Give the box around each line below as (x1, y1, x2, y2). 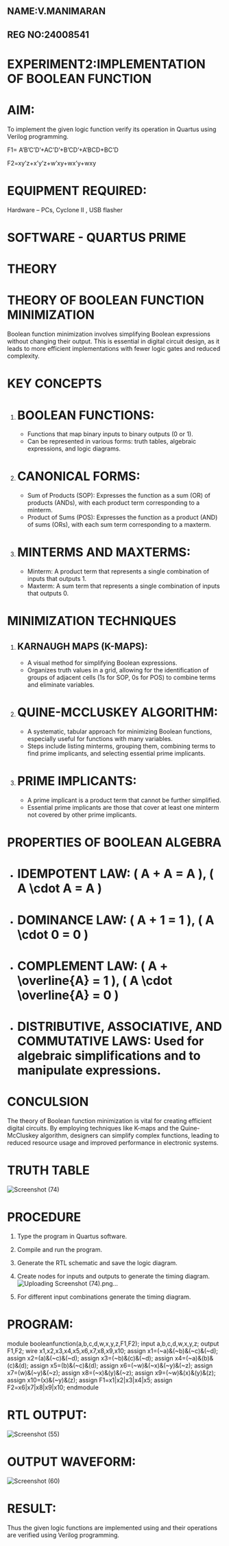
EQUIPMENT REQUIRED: (7, 183, 147, 198)
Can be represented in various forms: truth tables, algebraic (27, 437, 197, 446)
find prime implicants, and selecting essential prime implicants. (27, 749, 206, 758)
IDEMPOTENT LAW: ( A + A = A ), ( (16, 866, 214, 882)
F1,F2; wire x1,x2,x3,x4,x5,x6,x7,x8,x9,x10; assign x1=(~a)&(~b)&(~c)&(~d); (7, 1346, 218, 1355)
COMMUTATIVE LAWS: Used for (16, 1033, 204, 1049)
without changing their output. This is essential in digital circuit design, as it (7, 337, 220, 345)
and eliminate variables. (27, 681, 95, 689)
